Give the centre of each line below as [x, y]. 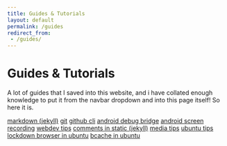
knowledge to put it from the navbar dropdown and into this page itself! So [113, 100]
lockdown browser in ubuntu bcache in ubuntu [74, 136]
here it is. [20, 107]
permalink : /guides [35, 26]
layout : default [31, 20]
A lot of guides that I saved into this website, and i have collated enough [110, 93]
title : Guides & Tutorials [46, 13]
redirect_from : [29, 33]
